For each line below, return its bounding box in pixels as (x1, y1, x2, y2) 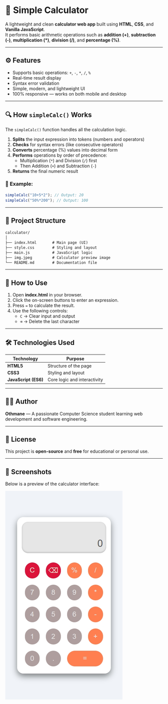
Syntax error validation (12, 80, 59, 86)
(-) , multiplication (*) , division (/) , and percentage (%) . (5, 37, 121, 43)
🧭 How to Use (5, 278, 47, 287)
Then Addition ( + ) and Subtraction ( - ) (19, 163, 96, 169)
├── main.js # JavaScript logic (5, 250, 93, 255)
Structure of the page (47, 363, 92, 369)
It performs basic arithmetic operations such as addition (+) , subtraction (5, 32, 156, 38)
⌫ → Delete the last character (19, 318, 80, 324)
